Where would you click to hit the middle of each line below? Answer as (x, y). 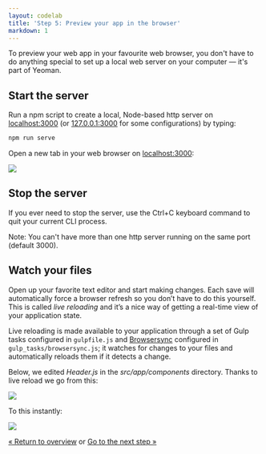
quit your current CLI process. (58, 221)
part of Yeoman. (35, 70)
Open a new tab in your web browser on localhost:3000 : (101, 154)
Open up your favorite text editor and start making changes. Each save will (131, 290)
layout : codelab (35, 16)
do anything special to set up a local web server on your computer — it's (128, 62)
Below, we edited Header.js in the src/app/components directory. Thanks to (133, 372)
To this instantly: (35, 411)
